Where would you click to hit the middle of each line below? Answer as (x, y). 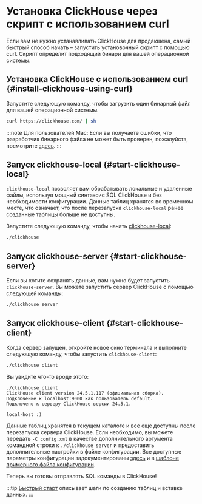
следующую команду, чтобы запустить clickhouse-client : (82, 354)
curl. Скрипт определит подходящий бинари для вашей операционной (98, 53)
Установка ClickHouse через (82, 11)
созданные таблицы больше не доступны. (61, 214)
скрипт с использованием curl (88, 24)
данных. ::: (20, 494)
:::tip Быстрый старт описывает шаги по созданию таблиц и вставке (95, 488)
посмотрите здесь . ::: (34, 145)
